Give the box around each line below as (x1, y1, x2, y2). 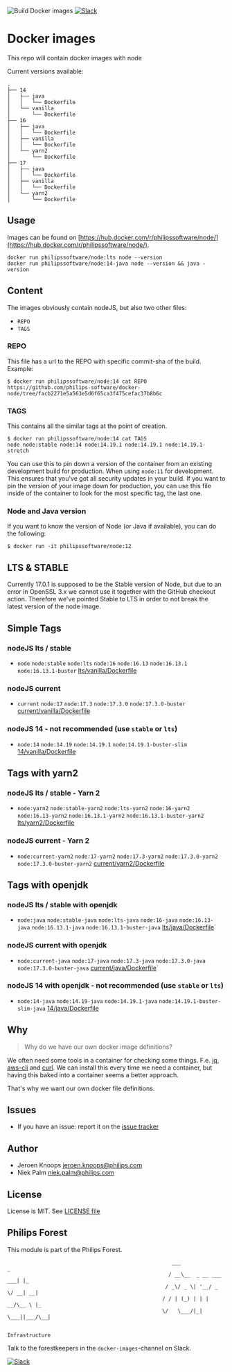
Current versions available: (7, 67, 84, 76)
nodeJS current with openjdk (7, 941, 107, 950)
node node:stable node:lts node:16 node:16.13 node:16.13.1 (17, 660, 188, 667)
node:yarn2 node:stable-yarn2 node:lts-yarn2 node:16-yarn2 (17, 805, 190, 812)
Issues (7, 1104, 37, 1116)
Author (7, 1142, 38, 1154)
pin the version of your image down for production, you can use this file (7, 482, 211, 490)
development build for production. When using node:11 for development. (7, 467, 214, 475)
